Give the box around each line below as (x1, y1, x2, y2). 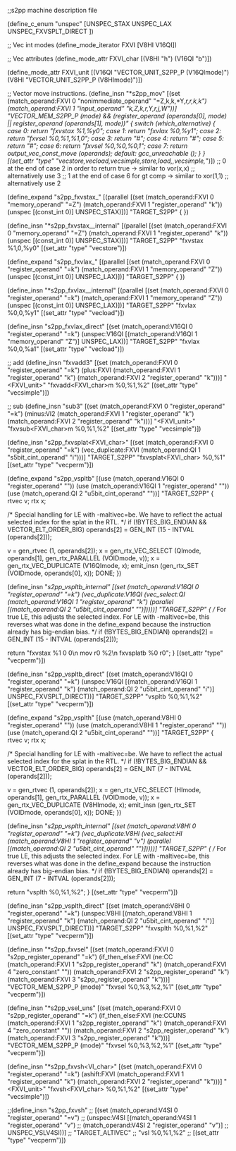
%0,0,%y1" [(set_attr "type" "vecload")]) (7, 309, 125, 316)
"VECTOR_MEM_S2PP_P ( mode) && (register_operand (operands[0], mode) (7, 112, 228, 120)
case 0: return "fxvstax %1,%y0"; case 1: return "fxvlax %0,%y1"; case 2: (7, 127, 222, 135)
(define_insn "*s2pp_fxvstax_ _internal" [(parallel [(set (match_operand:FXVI (7, 221, 228, 230)
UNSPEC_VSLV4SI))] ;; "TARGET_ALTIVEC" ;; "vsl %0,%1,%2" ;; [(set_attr (7, 1128, 220, 1137)
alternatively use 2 (7, 179, 61, 187)
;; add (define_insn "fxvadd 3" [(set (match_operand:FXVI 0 (7, 359, 178, 367)
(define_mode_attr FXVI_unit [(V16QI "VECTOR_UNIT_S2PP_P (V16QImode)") (7, 68, 230, 76)
